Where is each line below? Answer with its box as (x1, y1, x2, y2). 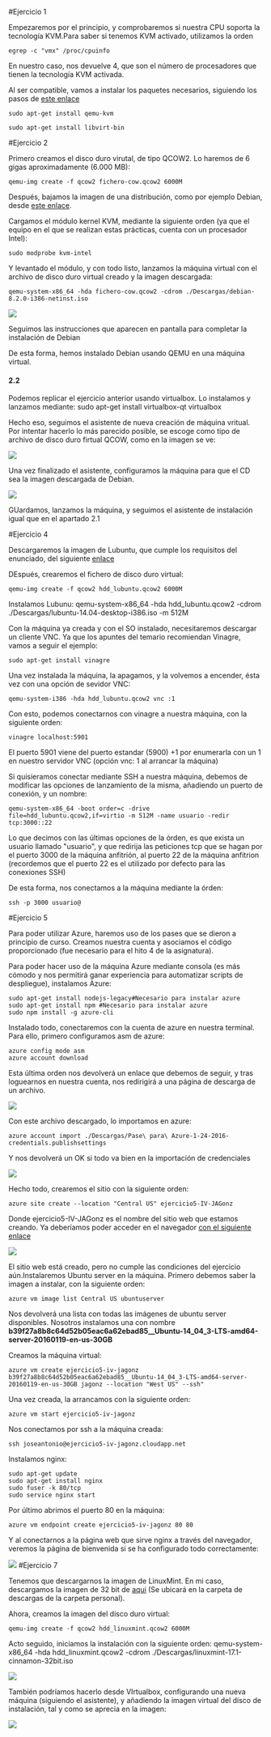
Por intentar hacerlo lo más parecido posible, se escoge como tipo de (8, 427, 241, 436)
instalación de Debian (8, 333, 81, 342)
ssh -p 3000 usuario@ (8, 898, 82, 907)
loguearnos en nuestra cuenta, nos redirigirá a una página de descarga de (8, 1077, 256, 1087)
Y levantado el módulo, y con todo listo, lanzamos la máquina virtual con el (8, 263, 257, 273)
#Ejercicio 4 (8, 529, 49, 539)
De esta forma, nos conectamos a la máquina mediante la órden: (8, 883, 224, 893)
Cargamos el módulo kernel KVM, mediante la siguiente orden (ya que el (8, 216, 250, 226)
